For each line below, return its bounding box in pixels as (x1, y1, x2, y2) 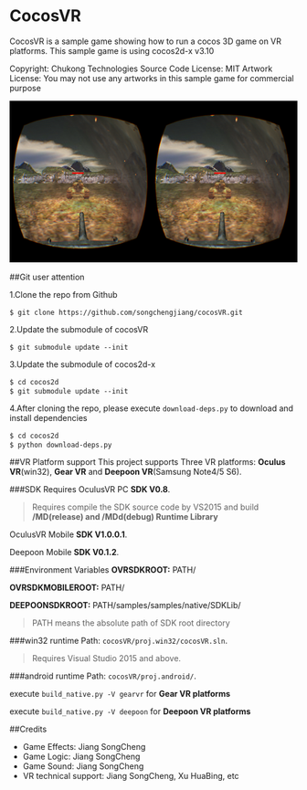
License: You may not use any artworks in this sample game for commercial (9, 72, 294, 83)
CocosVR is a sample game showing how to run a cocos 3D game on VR (9, 36, 281, 47)
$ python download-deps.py (9, 440, 112, 450)
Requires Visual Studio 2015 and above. (31, 653, 181, 664)
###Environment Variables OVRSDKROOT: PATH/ (9, 564, 196, 575)
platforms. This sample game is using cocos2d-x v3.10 (9, 45, 215, 56)
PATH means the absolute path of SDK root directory (31, 617, 230, 628)
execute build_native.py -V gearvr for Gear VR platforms (9, 689, 231, 700)
